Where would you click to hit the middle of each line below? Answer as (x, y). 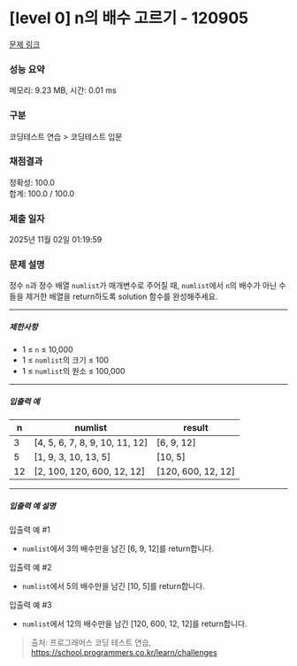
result (196, 428)
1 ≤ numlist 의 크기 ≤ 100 (65, 360)
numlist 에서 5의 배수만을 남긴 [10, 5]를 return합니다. (113, 586)
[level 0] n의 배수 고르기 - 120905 (129, 18)
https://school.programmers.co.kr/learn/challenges (124, 653)
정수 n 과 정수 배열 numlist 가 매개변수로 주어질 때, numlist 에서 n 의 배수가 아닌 (143, 286)
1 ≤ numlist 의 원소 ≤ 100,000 (73, 371)
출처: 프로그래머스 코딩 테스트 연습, (91, 643)
